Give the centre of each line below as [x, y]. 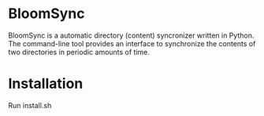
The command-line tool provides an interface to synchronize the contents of [132, 43]
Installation [46, 84]
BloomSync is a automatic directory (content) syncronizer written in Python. [131, 35]
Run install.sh [30, 105]
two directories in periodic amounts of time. [79, 52]
